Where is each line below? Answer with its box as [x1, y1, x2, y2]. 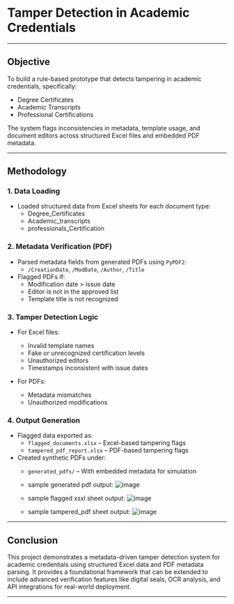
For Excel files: [17, 328, 60, 336]
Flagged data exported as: [17, 431, 93, 440]
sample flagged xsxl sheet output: [27, 494, 125, 503]
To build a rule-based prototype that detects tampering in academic [7, 75, 202, 83]
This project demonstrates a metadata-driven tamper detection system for [7, 553, 221, 561]
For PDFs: [17, 377, 46, 386]
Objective [7, 56, 51, 68]
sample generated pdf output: [27, 481, 114, 489]
